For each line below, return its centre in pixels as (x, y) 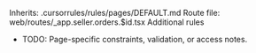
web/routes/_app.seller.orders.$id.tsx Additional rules (107, 22)
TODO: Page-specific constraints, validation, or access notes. (135, 39)
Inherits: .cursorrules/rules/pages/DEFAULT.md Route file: (115, 13)
